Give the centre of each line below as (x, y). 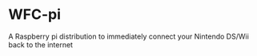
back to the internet (41, 44)
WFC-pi (35, 15)
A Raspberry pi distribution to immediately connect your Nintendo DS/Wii (129, 36)
